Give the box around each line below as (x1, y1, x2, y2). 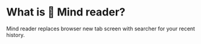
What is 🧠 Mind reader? (6, 5, 126, 19)
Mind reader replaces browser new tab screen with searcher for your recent (6, 25, 195, 32)
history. (6, 31, 25, 38)
